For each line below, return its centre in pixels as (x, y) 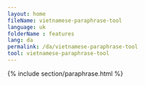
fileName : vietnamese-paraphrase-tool (65, 21)
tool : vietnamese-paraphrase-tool (59, 54)
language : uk (27, 27)
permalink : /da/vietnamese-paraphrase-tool (73, 47)
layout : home (27, 14)
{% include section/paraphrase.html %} (65, 73)
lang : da (20, 40)
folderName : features (41, 34)
